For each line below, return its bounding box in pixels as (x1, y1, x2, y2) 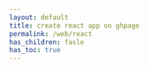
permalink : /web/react (9, 29, 92, 38)
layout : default (9, 12, 69, 22)
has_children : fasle (9, 37, 85, 47)
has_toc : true (9, 46, 62, 55)
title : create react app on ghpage (9, 21, 140, 30)
